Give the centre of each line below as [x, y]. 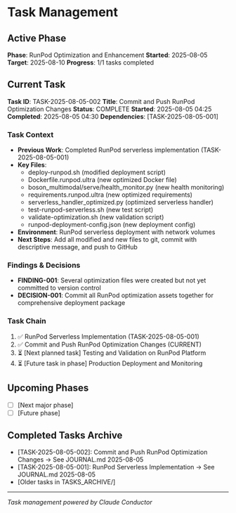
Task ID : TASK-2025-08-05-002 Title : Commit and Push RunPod [101, 101]
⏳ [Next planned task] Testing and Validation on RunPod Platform [112, 353]
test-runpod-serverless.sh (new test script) [91, 210]
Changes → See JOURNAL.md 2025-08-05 [80, 460]
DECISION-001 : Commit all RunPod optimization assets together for [116, 295]
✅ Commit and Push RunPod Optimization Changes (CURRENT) [110, 344]
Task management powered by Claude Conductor [80, 502]
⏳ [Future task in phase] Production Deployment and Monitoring [110, 363]
